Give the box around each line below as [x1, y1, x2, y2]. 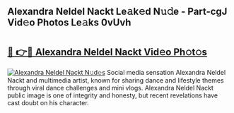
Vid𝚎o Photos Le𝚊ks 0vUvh [7, 17, 131, 29]
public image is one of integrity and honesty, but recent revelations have [7, 91, 218, 100]
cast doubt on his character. [7, 99, 90, 107]
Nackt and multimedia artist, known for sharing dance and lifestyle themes [7, 76, 224, 84]
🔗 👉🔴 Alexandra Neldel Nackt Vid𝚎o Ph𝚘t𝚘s [7, 46, 207, 58]
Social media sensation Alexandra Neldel [107, 69, 226, 76]
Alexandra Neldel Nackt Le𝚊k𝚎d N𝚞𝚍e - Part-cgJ [7, 6, 228, 18]
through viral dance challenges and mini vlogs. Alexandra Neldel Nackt [7, 84, 214, 92]
